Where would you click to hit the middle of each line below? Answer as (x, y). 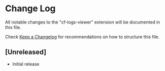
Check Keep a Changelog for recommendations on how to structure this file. (82, 37)
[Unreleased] (26, 52)
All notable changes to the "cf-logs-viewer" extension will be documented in (82, 22)
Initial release (26, 64)
